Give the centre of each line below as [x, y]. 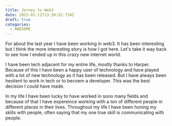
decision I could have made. [35, 86]
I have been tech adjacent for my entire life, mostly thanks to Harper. [78, 65]
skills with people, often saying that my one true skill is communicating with [85, 113]
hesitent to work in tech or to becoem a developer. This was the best [78, 81]
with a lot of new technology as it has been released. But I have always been [86, 75]
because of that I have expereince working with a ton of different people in [84, 102]
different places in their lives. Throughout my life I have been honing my [81, 107]
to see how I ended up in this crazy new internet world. [63, 55]
